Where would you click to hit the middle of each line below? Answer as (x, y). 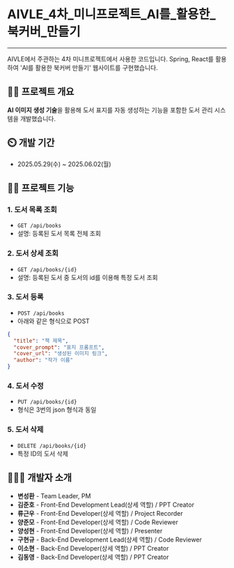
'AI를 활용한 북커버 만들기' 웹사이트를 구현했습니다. (89, 68)
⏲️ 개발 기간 (31, 143)
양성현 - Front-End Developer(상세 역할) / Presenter (90, 530)
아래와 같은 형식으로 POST (54, 321)
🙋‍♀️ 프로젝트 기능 (41, 188)
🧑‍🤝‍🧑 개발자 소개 (39, 478)
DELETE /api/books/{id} (52, 446)
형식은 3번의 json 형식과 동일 (57, 410)
